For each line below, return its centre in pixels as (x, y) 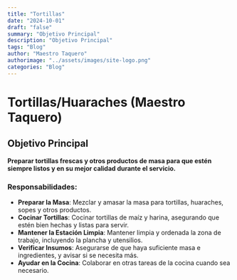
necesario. (33, 270)
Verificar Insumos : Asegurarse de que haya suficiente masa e (109, 247)
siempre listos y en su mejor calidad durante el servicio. (92, 168)
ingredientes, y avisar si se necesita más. (78, 255)
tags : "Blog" (27, 47)
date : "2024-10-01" (36, 21)
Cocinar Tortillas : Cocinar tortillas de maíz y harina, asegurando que (118, 217)
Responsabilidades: (42, 187)
